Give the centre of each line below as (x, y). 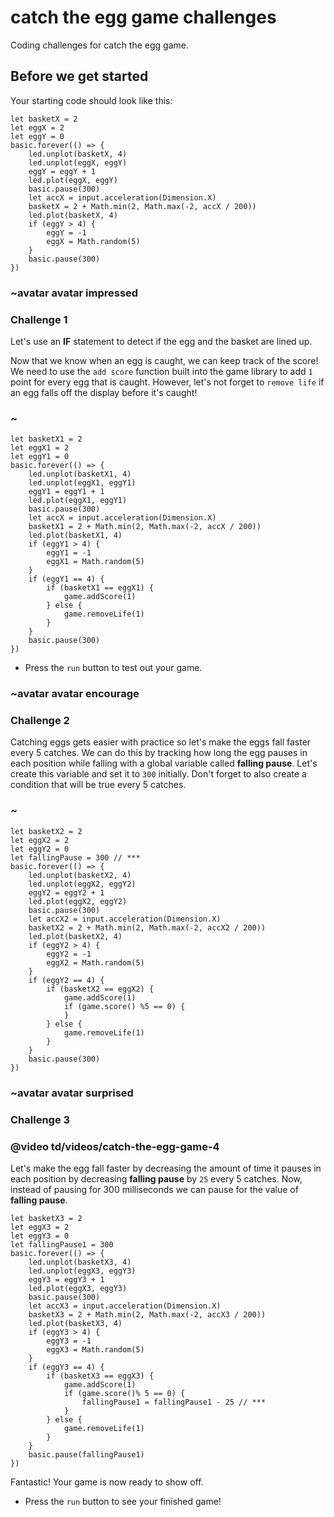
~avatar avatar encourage (75, 694)
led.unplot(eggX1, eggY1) (82, 483)
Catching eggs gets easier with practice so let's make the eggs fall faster (161, 742)
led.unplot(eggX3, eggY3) (82, 1271)
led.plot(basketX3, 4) (75, 1323)
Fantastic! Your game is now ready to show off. (107, 1482)
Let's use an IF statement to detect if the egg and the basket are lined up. (161, 341)
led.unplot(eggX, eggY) (78, 162)
